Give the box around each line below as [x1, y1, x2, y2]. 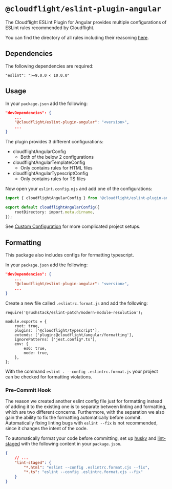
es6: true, [24, 346, 47, 351]
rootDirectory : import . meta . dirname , [14, 209, 95, 215]
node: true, [24, 350, 50, 355]
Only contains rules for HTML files [20, 164, 93, 171]
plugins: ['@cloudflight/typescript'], [14, 328, 100, 333]
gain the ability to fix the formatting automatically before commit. [5, 414, 142, 420]
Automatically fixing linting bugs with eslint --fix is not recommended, [5, 419, 158, 426]
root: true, [14, 323, 40, 329]
